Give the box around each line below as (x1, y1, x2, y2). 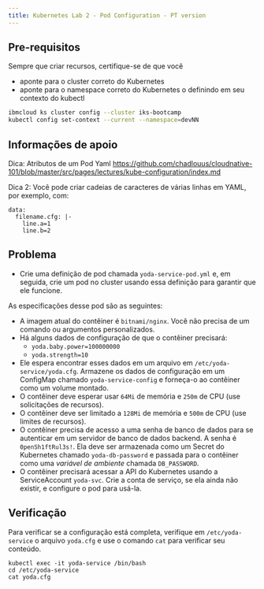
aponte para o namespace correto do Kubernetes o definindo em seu (19, 85, 245, 94)
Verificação (8, 506, 67, 520)
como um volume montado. (19, 383, 109, 392)
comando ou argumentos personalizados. (19, 324, 155, 334)
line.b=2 (22, 227, 51, 235)
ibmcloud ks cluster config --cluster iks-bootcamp (8, 109, 181, 117)
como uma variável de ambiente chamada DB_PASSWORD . (19, 458, 199, 468)
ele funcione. (19, 285, 63, 295)
